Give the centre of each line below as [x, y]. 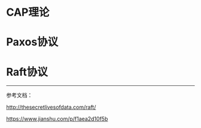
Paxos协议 [32, 42]
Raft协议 [27, 72]
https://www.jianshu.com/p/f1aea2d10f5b [57, 119]
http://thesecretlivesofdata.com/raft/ [51, 107]
